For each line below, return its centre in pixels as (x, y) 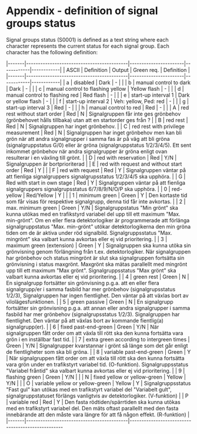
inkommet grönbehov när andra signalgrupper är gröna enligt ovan (87, 151)
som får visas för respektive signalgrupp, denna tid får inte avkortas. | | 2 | (96, 201)
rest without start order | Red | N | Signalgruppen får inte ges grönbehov (94, 114)
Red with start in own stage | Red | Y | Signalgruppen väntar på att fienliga (96, 183)
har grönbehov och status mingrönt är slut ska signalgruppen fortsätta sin (95, 258)
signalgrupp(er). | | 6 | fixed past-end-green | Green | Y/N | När (83, 327)
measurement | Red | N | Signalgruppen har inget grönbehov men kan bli (94, 132)
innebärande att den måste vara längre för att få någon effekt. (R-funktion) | (98, 415)
